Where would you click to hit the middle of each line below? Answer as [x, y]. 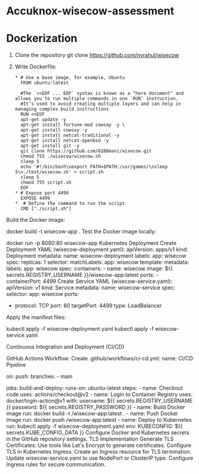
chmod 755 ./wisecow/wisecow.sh [61, 156]
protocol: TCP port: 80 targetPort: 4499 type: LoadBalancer [88, 306]
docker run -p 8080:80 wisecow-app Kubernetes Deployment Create [91, 243]
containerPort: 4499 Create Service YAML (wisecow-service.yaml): [89, 281]
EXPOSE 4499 [35, 198]
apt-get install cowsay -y [54, 130]
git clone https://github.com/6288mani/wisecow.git [86, 151]
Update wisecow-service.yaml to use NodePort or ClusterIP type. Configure [100, 458]
